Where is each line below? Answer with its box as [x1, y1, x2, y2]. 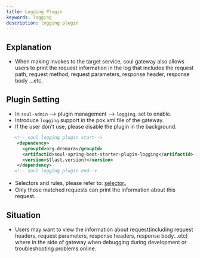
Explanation [6, 42, 52, 52]
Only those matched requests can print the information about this [14, 186, 176, 193]
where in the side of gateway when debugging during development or [14, 238, 187, 245]
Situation [6, 210, 41, 220]
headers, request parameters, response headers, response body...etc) [14, 232, 188, 239]
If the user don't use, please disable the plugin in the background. [14, 123, 177, 130]
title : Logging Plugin [6, 8, 63, 15]
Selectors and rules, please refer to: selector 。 [14, 180, 130, 187]
